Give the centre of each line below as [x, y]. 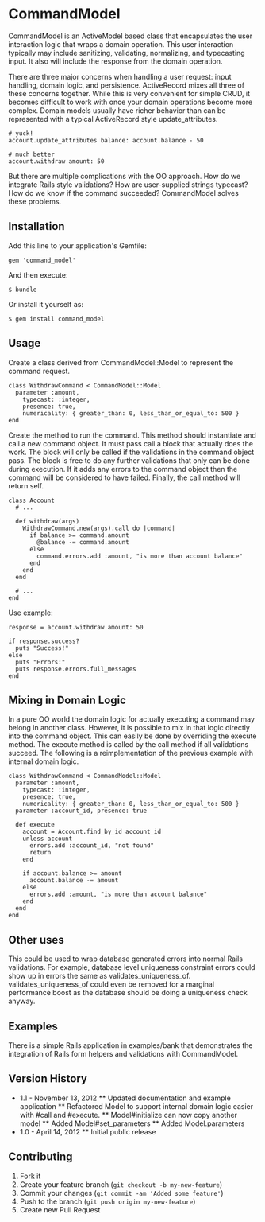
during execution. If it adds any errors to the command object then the [123, 469]
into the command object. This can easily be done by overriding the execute [132, 736]
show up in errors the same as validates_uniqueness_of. [100, 976]
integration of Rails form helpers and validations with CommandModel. [123, 1054]
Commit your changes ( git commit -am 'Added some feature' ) [121, 1193]
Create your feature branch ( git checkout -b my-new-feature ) [121, 1184]
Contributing [40, 1157]
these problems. [35, 201]
